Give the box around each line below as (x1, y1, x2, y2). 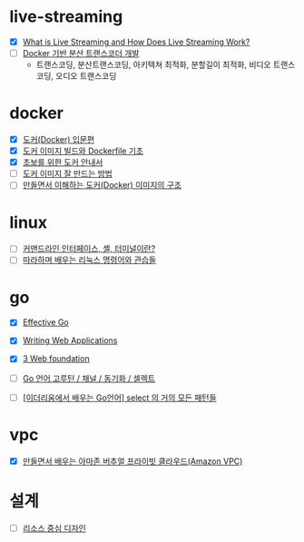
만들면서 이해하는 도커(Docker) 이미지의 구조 (22, 180, 182, 191)
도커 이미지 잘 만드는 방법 (22, 168, 113, 179)
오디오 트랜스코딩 (55, 71, 117, 82)
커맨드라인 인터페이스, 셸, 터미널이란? (22, 243, 156, 254)
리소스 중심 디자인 (22, 522, 86, 533)
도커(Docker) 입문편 (22, 134, 95, 144)
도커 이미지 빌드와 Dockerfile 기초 (22, 145, 143, 156)
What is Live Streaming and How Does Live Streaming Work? (22, 36, 250, 47)
